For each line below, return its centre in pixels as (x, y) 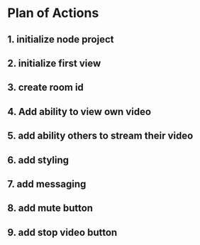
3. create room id (45, 88)
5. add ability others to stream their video (100, 136)
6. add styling (38, 160)
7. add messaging (47, 184)
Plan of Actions (53, 13)
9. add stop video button (62, 232)
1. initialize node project (61, 39)
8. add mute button (50, 208)
